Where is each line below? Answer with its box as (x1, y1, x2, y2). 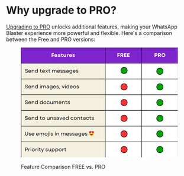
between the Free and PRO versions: (6, 36, 96, 43)
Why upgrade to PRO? (6, 4, 117, 17)
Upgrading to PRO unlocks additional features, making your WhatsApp (6, 23, 177, 30)
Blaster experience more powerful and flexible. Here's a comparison (6, 29, 173, 36)
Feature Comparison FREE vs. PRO (21, 163, 106, 170)
